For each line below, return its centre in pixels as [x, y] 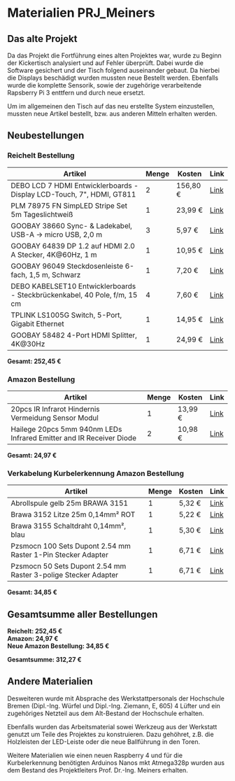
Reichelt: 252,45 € [35, 631]
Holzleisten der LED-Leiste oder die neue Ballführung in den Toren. [104, 741]
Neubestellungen [46, 135]
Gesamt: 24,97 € [32, 455]
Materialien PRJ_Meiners [81, 13]
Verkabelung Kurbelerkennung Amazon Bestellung [95, 473]
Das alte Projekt [42, 39]
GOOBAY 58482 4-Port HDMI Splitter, [74, 335]
